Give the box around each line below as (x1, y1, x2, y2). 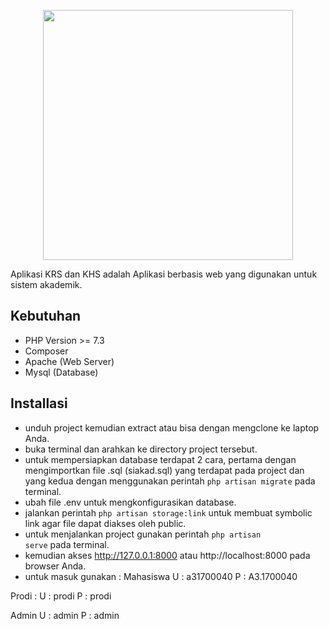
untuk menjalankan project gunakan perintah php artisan (24, 528, 262, 540)
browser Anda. (24, 560, 87, 572)
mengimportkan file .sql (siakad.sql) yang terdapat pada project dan (24, 464, 305, 476)
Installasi (10, 395, 68, 412)
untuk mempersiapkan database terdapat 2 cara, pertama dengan (24, 453, 297, 465)
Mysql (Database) (24, 366, 99, 378)
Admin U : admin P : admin (10, 609, 120, 621)
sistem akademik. (10, 279, 83, 290)
